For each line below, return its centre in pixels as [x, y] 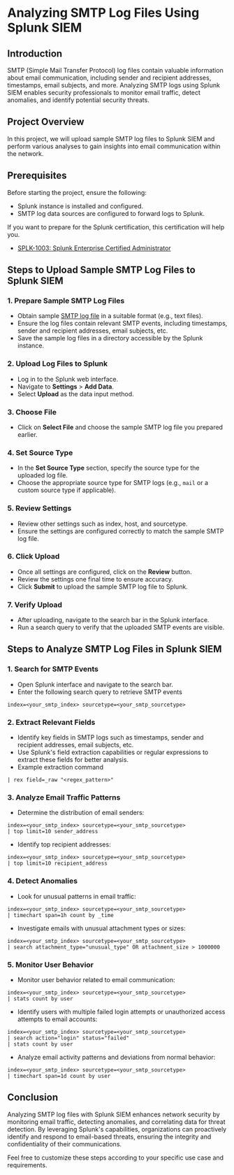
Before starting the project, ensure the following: [77, 192]
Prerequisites [37, 176]
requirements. [27, 1165]
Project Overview [46, 122]
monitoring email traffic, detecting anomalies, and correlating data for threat [116, 1122]
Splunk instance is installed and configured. [80, 206]
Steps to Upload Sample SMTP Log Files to [101, 270]
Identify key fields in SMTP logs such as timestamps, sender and [110, 737]
